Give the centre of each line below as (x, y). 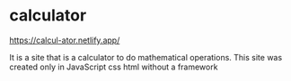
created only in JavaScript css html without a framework (114, 67)
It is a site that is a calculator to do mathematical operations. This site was (146, 57)
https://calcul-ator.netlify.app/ (65, 40)
